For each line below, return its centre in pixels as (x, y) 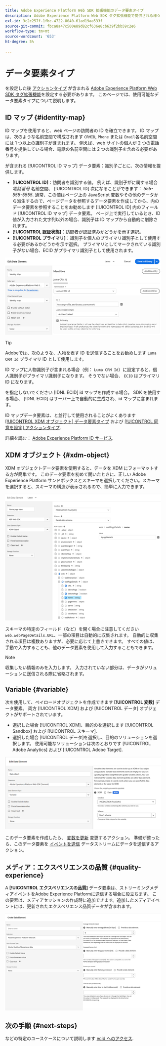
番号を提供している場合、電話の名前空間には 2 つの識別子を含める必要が (79, 149)
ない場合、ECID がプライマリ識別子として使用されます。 (78, 250)
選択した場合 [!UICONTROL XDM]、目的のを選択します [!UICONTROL (83, 725)
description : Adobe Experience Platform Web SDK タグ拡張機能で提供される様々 (83, 16)
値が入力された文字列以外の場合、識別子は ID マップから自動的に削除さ (85, 219)
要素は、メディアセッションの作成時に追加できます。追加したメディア (80, 900)
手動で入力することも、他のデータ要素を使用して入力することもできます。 (81, 648)
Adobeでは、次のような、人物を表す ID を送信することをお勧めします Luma (81, 353)
